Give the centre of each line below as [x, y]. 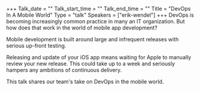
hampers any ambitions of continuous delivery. [64, 70]
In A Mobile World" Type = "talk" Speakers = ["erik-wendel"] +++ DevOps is [100, 15]
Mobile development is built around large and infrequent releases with [93, 39]
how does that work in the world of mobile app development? [82, 28]
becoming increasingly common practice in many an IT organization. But [96, 21]
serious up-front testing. [36, 45]
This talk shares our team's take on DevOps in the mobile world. [85, 81]
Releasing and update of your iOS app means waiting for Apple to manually [99, 57]
